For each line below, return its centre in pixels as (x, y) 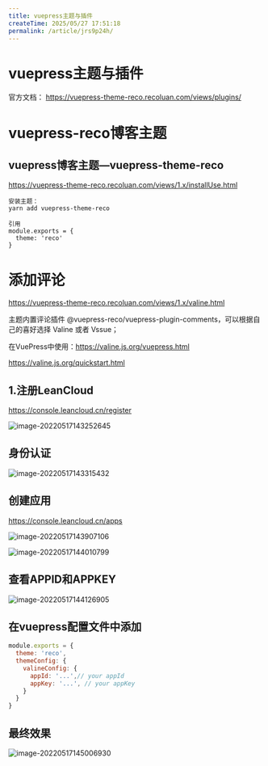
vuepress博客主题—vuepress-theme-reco (116, 165)
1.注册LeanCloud (51, 390)
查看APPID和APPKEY (63, 580)
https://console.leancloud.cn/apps (65, 520)
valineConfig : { (50, 668)
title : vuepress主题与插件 (50, 16)
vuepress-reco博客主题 (88, 133)
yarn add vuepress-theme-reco (59, 208)
